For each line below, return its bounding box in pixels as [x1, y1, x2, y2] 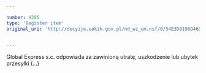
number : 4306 [6, 14, 40, 20]
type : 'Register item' [6, 20, 64, 26]
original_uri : [6, 26, 43, 32]
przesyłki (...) [6, 60, 40, 67]
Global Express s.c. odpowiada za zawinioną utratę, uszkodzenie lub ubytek [6, 53, 198, 61]
